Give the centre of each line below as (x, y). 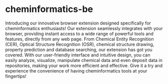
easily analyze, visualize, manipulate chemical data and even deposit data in (84, 60)
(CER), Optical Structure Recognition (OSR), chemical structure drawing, (80, 44)
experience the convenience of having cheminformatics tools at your (76, 70)
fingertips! (16, 76)
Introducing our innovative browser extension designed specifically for (78, 23)
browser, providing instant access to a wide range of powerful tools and (79, 33)
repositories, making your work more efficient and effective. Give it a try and (84, 65)
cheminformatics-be (49, 9)
